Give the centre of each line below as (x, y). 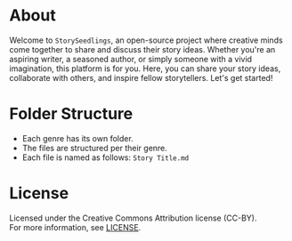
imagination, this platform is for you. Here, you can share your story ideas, (145, 68)
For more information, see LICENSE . (75, 227)
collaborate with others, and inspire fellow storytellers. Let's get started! (141, 77)
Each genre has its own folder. (77, 138)
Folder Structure (71, 114)
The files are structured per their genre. (94, 148)
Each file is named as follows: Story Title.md (105, 157)
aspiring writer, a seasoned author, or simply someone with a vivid (130, 59)
